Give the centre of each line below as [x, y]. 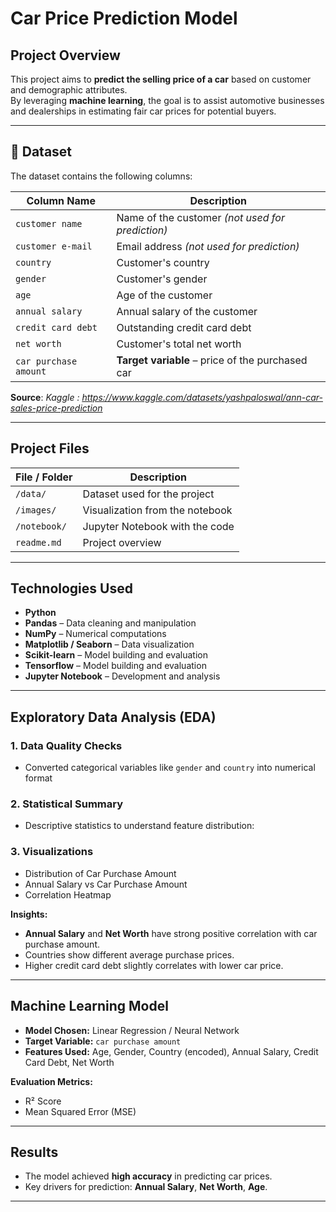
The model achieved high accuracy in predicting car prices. [148, 1176]
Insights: [29, 914]
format [38, 778]
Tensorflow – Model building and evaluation [115, 666]
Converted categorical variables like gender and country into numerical [170, 768]
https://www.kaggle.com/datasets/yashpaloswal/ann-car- [202, 397]
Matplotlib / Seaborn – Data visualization [109, 644]
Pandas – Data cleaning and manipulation [110, 623]
